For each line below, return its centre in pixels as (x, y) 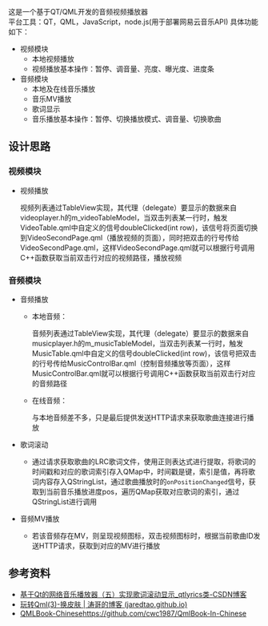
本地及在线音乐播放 (64, 89)
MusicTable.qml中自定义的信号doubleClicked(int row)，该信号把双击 (144, 353)
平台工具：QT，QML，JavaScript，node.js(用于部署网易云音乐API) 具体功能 (133, 22)
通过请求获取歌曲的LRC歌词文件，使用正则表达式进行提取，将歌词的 (144, 461)
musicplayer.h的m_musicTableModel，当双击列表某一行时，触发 (138, 343)
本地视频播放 (53, 59)
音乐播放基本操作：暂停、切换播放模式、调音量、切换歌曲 (126, 119)
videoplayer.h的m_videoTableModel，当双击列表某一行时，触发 (124, 217)
